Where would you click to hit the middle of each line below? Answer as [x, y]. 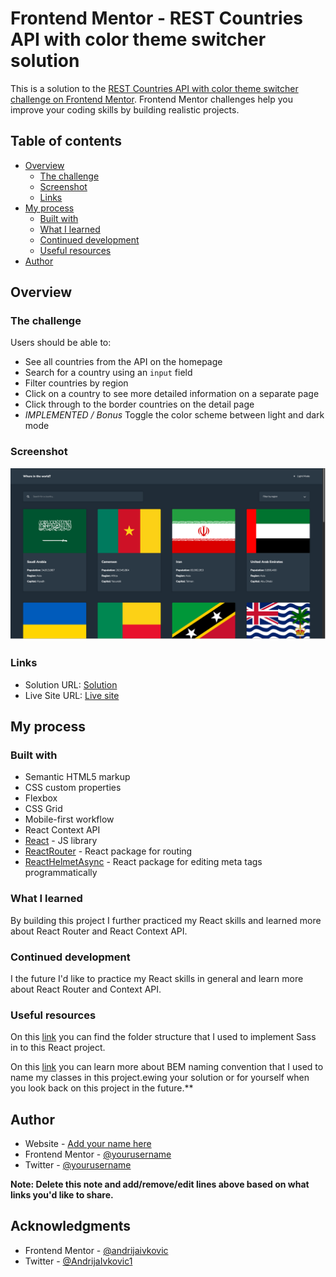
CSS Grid [43, 809]
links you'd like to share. [62, 1195]
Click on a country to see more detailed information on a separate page [172, 394]
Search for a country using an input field [108, 373]
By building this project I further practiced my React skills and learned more [166, 920]
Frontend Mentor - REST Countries [157, 18]
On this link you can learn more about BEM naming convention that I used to [167, 1067]
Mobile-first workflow [69, 819]
